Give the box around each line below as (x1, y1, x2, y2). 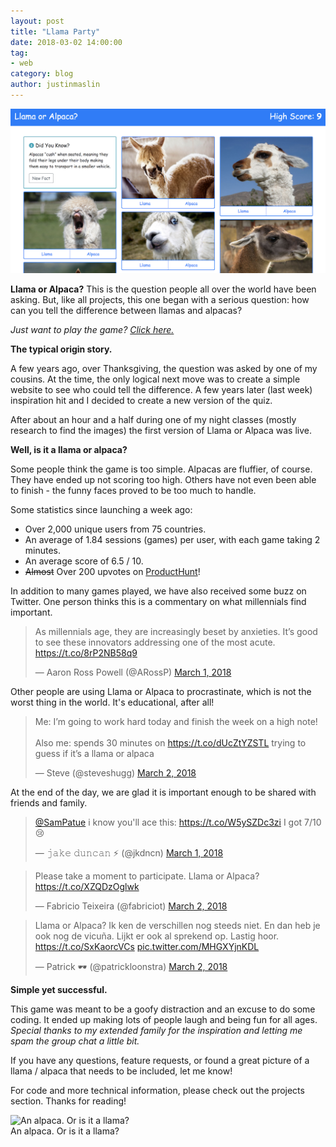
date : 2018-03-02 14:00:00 (10, 37, 123, 47)
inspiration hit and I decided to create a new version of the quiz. (10, 395, 273, 407)
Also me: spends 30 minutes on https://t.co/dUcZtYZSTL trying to (34, 737, 307, 749)
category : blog (10, 69, 74, 79)
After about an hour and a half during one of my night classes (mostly (10, 414, 297, 426)
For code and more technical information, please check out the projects (10, 1085, 305, 1097)
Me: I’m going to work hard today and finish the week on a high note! (34, 716, 318, 728)
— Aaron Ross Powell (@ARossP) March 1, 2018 (34, 666, 232, 679)
